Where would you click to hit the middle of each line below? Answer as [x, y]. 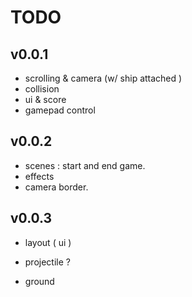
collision [42, 89]
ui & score [45, 99]
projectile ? [47, 262]
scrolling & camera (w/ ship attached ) [103, 78]
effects [39, 176]
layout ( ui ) [48, 242]
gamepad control [60, 110]
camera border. [56, 187]
